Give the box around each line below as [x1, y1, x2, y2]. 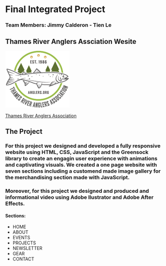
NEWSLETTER [12, 245, 43, 251]
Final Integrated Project [5, 4, 105, 15]
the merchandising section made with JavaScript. [5, 174, 130, 181]
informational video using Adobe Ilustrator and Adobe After [5, 194, 154, 201]
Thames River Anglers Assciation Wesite [5, 37, 137, 46]
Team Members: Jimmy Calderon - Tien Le [5, 22, 112, 29]
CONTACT [12, 256, 34, 262]
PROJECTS [12, 240, 36, 246]
